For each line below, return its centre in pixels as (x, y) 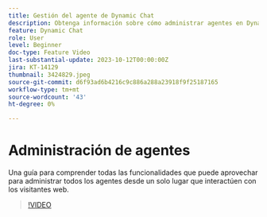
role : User (26, 38)
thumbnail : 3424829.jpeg (49, 75)
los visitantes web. (39, 190)
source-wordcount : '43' (48, 97)
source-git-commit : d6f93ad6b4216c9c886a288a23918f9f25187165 (113, 82)
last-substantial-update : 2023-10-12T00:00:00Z (89, 60)
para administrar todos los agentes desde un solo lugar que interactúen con (132, 181)
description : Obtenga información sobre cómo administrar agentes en (126, 23)
